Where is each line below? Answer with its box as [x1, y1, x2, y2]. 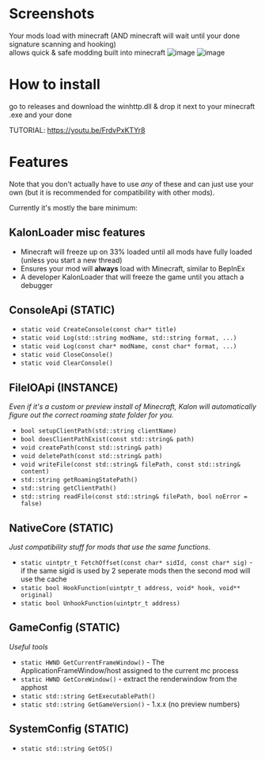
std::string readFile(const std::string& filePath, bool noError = [20, 493, 248, 501]
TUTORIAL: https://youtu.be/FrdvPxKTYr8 [9, 125, 146, 134]
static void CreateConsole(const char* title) [20, 326, 177, 334]
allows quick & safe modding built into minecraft [9, 47, 165, 57]
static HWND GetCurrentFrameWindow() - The [20, 657, 165, 667]
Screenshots [9, 5, 95, 23]
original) [20, 591, 54, 600]
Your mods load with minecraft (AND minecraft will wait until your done [9, 31, 240, 40]
